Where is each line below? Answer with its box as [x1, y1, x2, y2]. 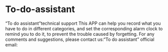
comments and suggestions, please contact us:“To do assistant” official [5, 36, 154, 42]
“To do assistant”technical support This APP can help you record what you [5, 20, 161, 26]
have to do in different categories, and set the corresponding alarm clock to [5, 25, 163, 31]
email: [5, 41, 18, 47]
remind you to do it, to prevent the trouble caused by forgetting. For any [5, 31, 155, 37]
